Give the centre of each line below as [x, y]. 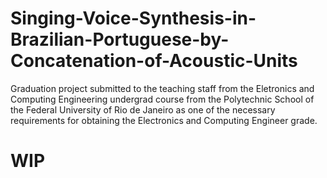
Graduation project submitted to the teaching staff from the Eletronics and [162, 88]
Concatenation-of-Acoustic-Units [154, 61]
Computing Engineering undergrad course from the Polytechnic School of [162, 99]
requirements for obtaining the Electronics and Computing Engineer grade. [164, 120]
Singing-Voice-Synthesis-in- [133, 18]
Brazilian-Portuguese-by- [120, 39]
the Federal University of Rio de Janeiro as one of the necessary [143, 109]
